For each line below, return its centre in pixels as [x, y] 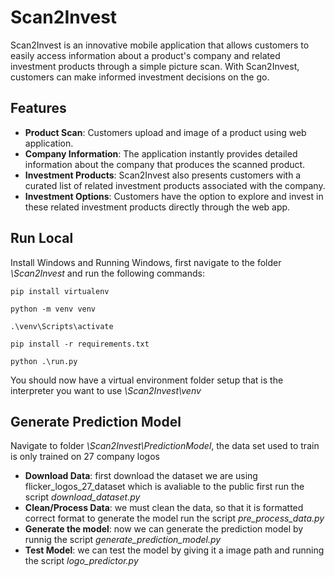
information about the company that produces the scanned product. [165, 164]
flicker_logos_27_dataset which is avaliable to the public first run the [164, 487]
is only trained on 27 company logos [85, 457]
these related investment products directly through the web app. [157, 207]
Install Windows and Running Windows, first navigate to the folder [146, 262]
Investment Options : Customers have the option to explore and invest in [174, 196]
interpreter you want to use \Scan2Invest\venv [106, 390]
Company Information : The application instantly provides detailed [161, 153]
